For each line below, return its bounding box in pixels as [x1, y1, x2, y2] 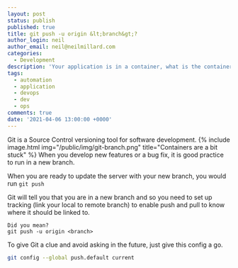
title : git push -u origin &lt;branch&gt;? [7, 30, 138, 38]
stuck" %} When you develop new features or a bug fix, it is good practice [7, 150, 225, 159]
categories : [7, 50, 42, 57]
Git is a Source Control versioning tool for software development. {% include [7, 135, 230, 144]
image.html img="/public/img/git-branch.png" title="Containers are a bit [7, 143, 218, 151]
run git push [7, 179, 45, 188]
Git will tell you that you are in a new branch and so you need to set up [7, 193, 212, 201]
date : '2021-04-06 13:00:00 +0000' [7, 116, 113, 123]
